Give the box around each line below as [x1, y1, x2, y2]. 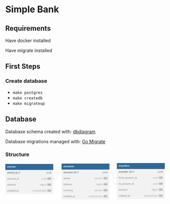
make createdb [12, 96, 43, 101]
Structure [5, 151, 30, 158]
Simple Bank [5, 4, 60, 15]
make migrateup [12, 101, 45, 106]
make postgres [12, 90, 43, 95]
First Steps [5, 62, 41, 71]
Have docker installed [5, 37, 51, 43]
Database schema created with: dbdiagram [5, 128, 96, 134]
